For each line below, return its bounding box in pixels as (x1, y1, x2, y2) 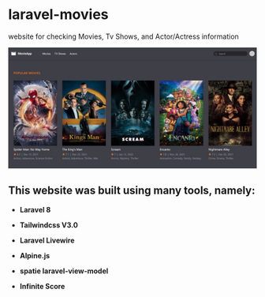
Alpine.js (19, 250, 50, 260)
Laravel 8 (19, 205, 51, 214)
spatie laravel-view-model (19, 266, 109, 276)
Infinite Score (19, 281, 65, 291)
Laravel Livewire (19, 235, 75, 245)
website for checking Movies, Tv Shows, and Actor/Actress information (8, 32, 239, 41)
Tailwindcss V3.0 (19, 220, 79, 230)
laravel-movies (8, 6, 109, 24)
